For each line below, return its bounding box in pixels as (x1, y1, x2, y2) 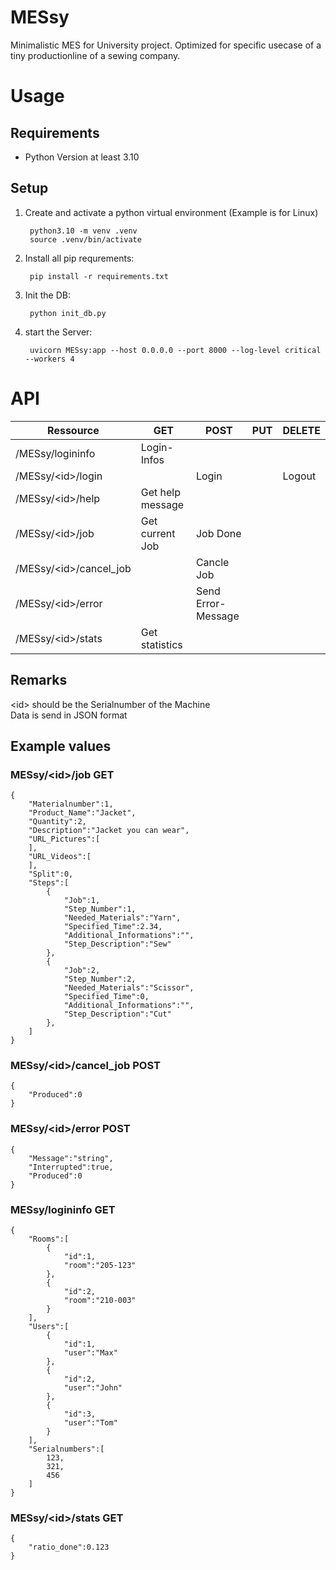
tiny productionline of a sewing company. (10, 49, 181, 61)
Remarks (10, 672, 68, 689)
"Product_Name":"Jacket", (28, 808, 137, 818)
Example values (10, 737, 112, 755)
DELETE (282, 423, 321, 437)
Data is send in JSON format (10, 709, 128, 721)
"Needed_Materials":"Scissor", (63, 983, 195, 993)
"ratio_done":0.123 (28, 1542, 110, 1553)
